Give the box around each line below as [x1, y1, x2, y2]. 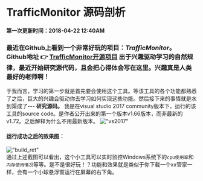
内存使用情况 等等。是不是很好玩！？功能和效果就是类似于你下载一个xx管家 [6, 161, 187, 168]
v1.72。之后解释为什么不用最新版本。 [6, 118, 98, 125]
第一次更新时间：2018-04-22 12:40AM [6, 27, 105, 34]
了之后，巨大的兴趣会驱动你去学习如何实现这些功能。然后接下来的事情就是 [6, 95, 192, 103]
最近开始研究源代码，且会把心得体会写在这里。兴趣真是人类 [18, 63, 192, 72]
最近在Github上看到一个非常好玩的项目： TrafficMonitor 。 [6, 43, 176, 52]
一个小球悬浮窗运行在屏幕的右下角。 [27, 168, 118, 176]
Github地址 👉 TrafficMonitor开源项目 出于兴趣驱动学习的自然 [6, 52, 187, 61]
